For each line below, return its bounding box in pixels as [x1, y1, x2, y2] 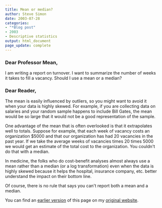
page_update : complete [5, 43, 51, 48]
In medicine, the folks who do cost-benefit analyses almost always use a [5, 158, 150, 164]
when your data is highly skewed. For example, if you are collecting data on [5, 104, 156, 109]
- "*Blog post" [5, 25, 36, 30]
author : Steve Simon [5, 12, 47, 16]
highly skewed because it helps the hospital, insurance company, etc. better [5, 168, 157, 174]
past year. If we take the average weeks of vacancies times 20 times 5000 [5, 138, 154, 144]
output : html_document [5, 39, 51, 44]
